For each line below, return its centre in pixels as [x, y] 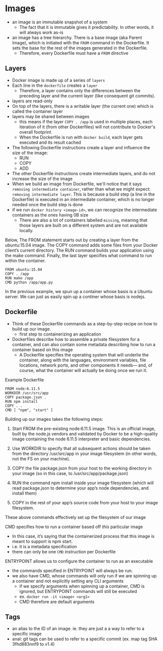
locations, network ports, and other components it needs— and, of [86, 365]
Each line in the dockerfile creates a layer [55, 85]
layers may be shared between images [51, 116]
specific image [27, 634]
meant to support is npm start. [42, 541]
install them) [24, 493]
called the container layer [37, 111]
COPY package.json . [26, 397]
